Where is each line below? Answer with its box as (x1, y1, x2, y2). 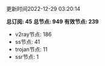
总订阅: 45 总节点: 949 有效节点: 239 (6, 18, 99, 25)
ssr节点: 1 (14, 53, 39, 60)
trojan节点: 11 (14, 46, 48, 53)
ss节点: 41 (14, 38, 40, 45)
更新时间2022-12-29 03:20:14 (6, 5, 80, 12)
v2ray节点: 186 (14, 31, 52, 38)
